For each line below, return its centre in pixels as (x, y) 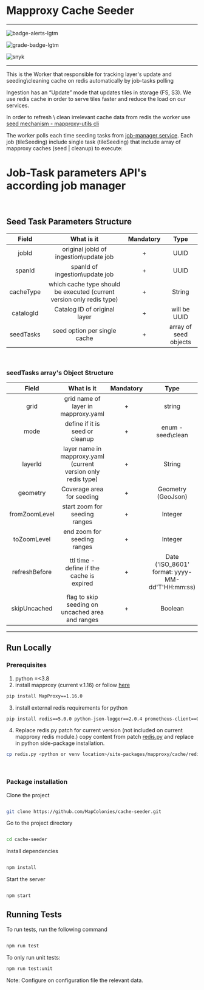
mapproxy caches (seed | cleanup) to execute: (65, 148)
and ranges (82, 620)
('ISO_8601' (172, 564)
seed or (82, 431)
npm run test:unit (29, 968)
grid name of (82, 398)
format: (162, 572)
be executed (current (84, 291)
